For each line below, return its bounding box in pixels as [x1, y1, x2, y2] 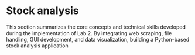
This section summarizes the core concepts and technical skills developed [6, 23, 186, 30]
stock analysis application [6, 42, 69, 49]
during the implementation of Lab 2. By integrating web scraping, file [6, 29, 172, 36]
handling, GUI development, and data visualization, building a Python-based [6, 36, 190, 43]
